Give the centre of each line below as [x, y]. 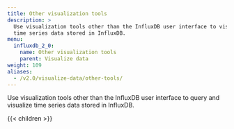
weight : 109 [24, 65]
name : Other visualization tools [68, 53]
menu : [15, 40]
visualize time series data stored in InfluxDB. [71, 105]
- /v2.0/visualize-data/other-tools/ [68, 78]
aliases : [20, 71]
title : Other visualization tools [57, 14]
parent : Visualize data [54, 59]
